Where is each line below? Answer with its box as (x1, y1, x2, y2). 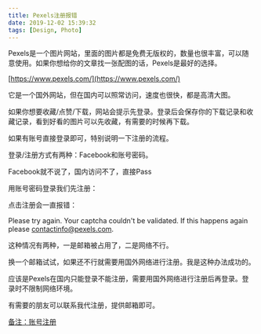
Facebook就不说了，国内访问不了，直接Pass (8, 167, 152, 177)
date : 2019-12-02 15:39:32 (8, 19, 96, 27)
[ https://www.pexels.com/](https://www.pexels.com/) (8, 74, 181, 83)
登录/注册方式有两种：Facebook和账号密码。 (8, 150, 153, 160)
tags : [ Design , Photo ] (8, 26, 82, 34)
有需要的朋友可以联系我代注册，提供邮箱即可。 (8, 300, 159, 310)
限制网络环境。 (28, 284, 77, 293)
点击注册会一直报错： (8, 200, 77, 210)
